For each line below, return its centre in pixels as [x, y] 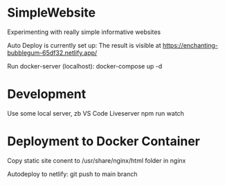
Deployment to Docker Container [104, 142]
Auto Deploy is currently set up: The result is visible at [84, 45]
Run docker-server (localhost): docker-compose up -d [85, 66]
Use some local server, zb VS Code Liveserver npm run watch [96, 113]
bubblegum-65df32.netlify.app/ [52, 53]
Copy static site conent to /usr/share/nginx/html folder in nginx [97, 160]
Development [47, 94]
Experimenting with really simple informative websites [84, 32]
